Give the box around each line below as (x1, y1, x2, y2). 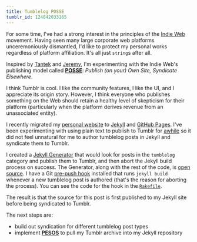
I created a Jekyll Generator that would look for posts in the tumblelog (6, 151, 175, 158)
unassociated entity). (6, 110, 58, 117)
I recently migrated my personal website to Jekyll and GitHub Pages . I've (6, 121, 182, 128)
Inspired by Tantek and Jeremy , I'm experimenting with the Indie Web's (6, 60, 178, 68)
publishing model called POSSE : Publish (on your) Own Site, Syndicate (6, 67, 178, 74)
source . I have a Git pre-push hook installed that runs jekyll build (6, 170, 168, 177)
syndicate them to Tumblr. (6, 140, 69, 147)
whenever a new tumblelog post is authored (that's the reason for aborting (6, 176, 187, 183)
